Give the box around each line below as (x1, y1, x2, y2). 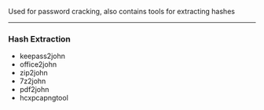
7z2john (19, 76, 46, 86)
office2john (19, 60, 57, 69)
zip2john (19, 68, 49, 78)
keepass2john (19, 51, 65, 61)
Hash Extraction (8, 33, 71, 44)
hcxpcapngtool (19, 93, 69, 103)
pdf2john (19, 85, 49, 94)
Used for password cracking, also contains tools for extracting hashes (8, 7, 236, 16)
